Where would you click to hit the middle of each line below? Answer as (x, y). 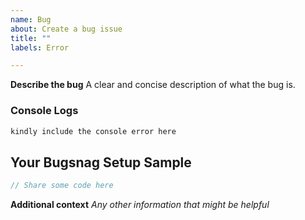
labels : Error (40, 47)
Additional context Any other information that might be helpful (140, 205)
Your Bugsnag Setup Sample (101, 162)
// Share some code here (62, 186)
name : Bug (31, 19)
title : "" (31, 38)
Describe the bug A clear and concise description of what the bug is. (153, 85)
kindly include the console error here (93, 131)
